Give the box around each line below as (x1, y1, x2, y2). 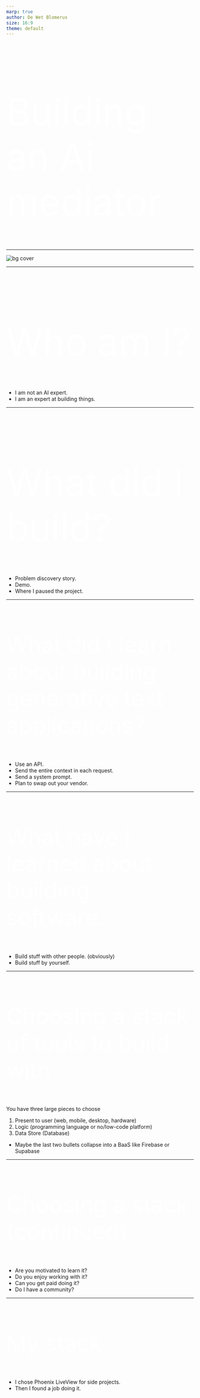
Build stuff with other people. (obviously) (14, 953, 115, 960)
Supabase (14, 1147, 40, 1155)
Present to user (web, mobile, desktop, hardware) (14, 1117, 137, 1124)
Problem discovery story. (14, 575, 77, 582)
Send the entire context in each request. (14, 767, 114, 774)
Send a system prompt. (14, 774, 73, 781)
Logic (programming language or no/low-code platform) (14, 1123, 153, 1131)
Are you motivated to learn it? (14, 1267, 87, 1274)
